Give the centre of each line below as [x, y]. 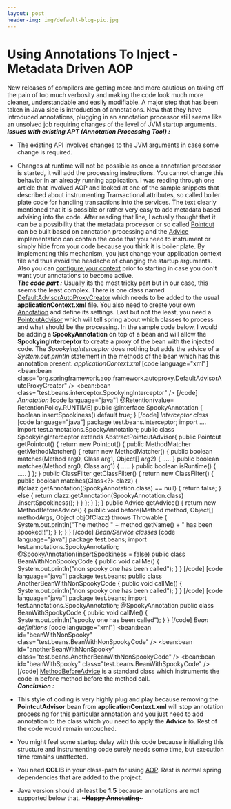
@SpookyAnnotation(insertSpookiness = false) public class [101, 554]
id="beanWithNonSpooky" [55, 635]
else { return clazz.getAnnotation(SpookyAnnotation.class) [100, 496]
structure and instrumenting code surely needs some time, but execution [120, 750]
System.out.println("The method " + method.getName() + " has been [114, 525]
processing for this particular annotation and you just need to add [110, 714]
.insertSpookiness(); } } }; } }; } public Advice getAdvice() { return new [117, 503]
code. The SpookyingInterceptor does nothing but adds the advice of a [118, 349]
